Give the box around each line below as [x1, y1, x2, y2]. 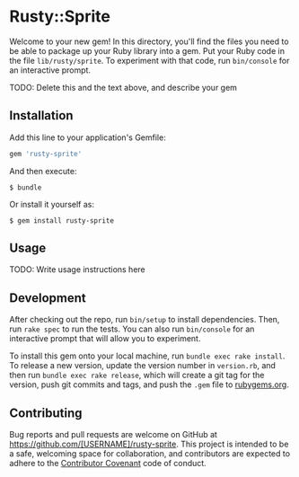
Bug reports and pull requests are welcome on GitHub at [9, 429, 218, 440]
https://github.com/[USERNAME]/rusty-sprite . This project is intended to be [9, 438, 289, 450]
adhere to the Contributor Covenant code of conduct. [9, 458, 207, 469]
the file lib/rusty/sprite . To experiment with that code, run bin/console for [9, 55, 290, 66]
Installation [9, 108, 74, 123]
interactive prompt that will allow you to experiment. [9, 333, 201, 344]
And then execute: [9, 165, 77, 176]
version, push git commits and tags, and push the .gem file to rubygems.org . [9, 379, 290, 390]
